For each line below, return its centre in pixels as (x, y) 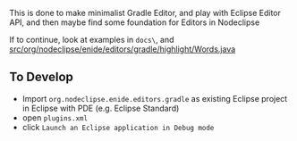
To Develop (42, 77)
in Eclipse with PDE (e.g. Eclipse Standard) (101, 108)
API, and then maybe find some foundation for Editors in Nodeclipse (135, 22)
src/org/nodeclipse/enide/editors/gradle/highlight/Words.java (123, 49)
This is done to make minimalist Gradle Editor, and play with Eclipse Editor (145, 13)
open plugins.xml (55, 117)
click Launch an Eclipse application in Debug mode (118, 127)
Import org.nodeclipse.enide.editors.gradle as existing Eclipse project (155, 98)
